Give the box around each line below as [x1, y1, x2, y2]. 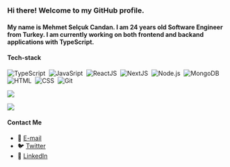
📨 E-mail [17, 134, 42, 142]
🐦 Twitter [17, 141, 47, 150]
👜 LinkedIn [17, 152, 48, 160]
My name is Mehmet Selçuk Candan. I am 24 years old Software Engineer [7, 23, 224, 31]
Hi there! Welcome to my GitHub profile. [7, 6, 145, 15]
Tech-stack [7, 54, 42, 62]
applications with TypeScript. [7, 38, 95, 46]
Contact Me [7, 118, 42, 127]
